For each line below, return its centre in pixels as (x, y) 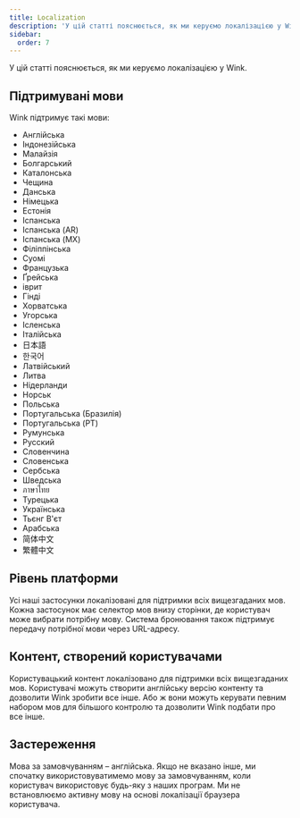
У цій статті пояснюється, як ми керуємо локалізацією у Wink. (128, 68)
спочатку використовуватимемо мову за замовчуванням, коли (130, 775)
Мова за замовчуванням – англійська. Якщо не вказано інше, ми (133, 766)
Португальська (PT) (60, 423)
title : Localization (48, 17)
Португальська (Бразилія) (72, 414)
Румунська (43, 433)
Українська (43, 510)
